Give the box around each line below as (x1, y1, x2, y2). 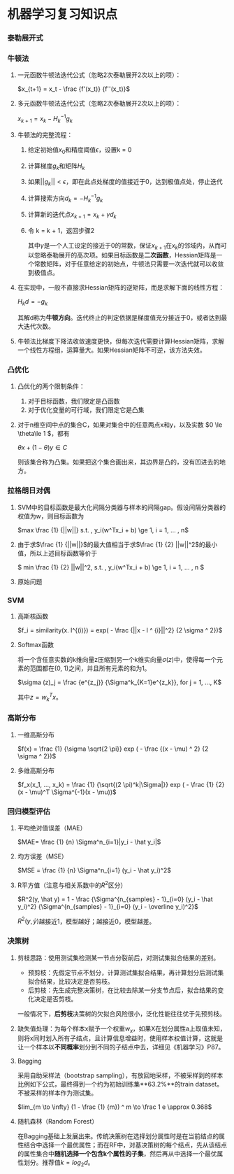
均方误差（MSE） (17, 852, 68, 861)
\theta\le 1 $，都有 (17, 430, 70, 438)
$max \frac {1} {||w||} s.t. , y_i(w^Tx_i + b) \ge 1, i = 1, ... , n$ (17, 525, 189, 534)
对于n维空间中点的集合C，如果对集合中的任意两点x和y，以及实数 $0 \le (17, 420, 223, 429)
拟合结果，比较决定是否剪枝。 (27, 977, 114, 985)
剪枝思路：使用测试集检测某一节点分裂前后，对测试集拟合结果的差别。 (17, 953, 220, 962)
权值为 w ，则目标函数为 (17, 511, 85, 520)
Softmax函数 (17, 640, 54, 649)
